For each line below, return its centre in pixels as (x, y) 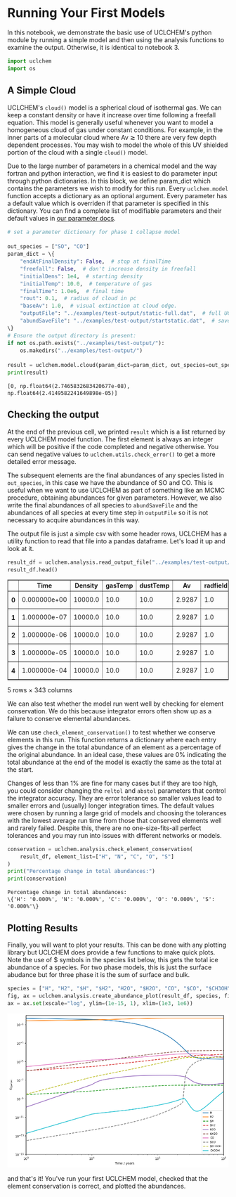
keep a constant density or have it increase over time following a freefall (112, 115)
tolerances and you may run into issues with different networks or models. (115, 835)
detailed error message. (42, 461)
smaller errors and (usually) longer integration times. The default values (111, 805)
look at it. (21, 548)
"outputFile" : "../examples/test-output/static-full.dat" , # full (120, 313)
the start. (20, 769)
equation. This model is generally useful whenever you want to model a (111, 122)
